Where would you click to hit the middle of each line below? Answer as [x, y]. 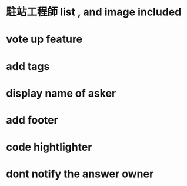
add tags [28, 66]
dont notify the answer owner [80, 174]
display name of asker [61, 93]
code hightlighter [49, 147]
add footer [32, 120]
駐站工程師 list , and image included [94, 12]
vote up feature [44, 39]
